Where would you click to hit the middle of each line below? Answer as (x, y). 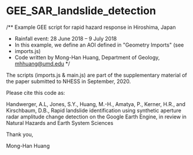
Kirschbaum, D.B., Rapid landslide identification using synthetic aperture (94, 110)
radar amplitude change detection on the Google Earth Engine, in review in (96, 117)
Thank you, (20, 134)
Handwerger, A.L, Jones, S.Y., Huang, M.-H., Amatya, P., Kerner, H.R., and (96, 104)
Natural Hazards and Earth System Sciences (60, 123)
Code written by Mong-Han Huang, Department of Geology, (87, 57)
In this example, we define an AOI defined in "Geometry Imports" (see (99, 45)
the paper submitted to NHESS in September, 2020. (69, 81)
